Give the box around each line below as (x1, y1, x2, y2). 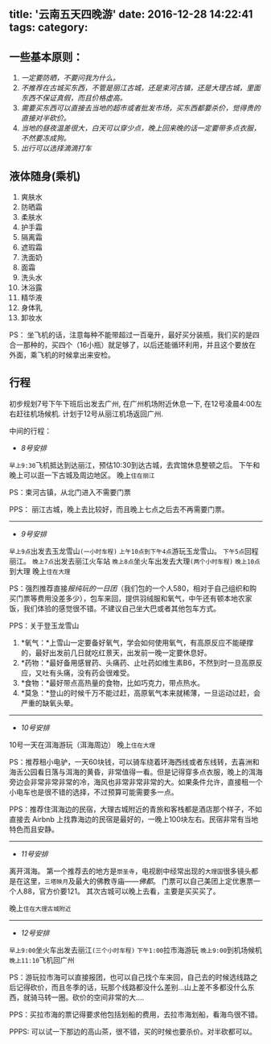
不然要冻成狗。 (20, 134, 71, 143)
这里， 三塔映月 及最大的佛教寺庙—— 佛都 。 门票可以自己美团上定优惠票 (23, 876, 254, 885)
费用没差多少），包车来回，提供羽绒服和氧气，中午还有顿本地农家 (36, 593, 253, 603)
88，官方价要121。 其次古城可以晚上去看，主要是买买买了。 (23, 886, 220, 896)
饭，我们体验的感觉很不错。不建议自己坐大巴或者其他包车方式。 (9, 603, 220, 613)
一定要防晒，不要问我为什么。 (20, 73, 120, 83)
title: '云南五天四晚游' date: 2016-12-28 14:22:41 (9, 7, 253, 22)
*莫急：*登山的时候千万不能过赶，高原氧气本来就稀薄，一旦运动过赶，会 (20, 687, 261, 698)
